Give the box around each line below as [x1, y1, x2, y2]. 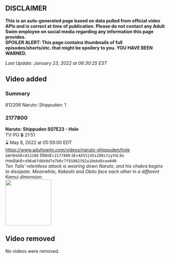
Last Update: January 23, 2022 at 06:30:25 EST [5, 60, 107, 66]
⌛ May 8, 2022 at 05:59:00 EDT [5, 139, 72, 145]
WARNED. [5, 50, 27, 56]
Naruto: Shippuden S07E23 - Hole [5, 126, 79, 132]
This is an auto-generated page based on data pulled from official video [5, 17, 161, 23]
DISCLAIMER [5, 4, 47, 13]
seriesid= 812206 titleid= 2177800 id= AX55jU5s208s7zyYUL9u [5, 152, 124, 158]
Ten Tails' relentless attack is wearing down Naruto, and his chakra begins [5, 163, 163, 169]
